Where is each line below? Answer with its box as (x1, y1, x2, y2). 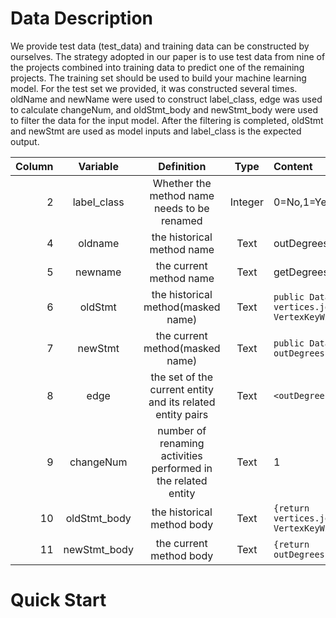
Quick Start (10, 589, 107, 612)
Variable (78, 159, 119, 173)
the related (156, 473, 208, 487)
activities (160, 448, 203, 462)
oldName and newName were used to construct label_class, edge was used (10, 93, 323, 105)
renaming (159, 436, 205, 450)
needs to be (153, 201, 210, 215)
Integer (229, 195, 264, 209)
